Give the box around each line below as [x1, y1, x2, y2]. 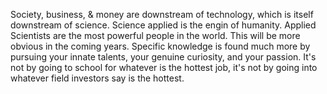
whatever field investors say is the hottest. [10, 72, 185, 84]
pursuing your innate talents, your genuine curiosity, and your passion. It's [10, 51, 317, 63]
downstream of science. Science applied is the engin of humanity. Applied [10, 19, 317, 31]
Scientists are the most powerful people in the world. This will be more [10, 30, 301, 41]
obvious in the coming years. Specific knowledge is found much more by [10, 40, 311, 52]
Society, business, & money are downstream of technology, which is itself [10, 9, 314, 20]
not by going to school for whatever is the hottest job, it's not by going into [10, 62, 318, 73]
